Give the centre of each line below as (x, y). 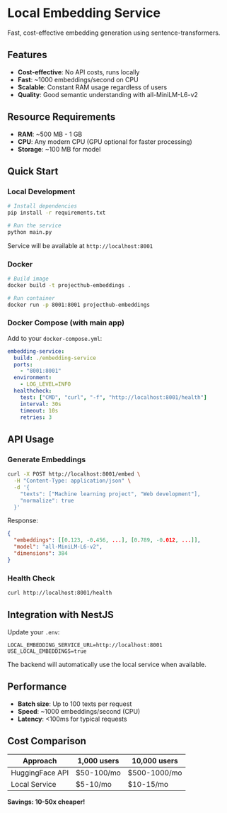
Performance (37, 686)
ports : (23, 364)
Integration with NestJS (61, 615)
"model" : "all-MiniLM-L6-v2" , (58, 547)
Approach (40, 761)
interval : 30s (41, 404)
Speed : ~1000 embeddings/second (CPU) (79, 711)
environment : (33, 378)
